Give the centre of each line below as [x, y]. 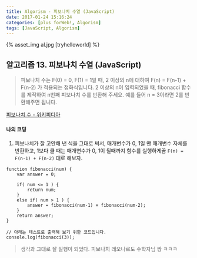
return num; [42, 190]
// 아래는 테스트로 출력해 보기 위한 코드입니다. [56, 232]
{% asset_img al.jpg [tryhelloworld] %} [53, 45]
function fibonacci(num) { [39, 169]
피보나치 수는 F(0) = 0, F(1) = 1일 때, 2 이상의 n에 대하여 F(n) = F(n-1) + [103, 80]
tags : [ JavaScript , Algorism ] [43, 28]
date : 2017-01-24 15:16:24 [39, 17]
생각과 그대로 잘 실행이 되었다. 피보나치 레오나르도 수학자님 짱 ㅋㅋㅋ [99, 249]
